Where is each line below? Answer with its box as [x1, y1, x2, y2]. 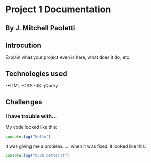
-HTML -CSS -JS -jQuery [5, 83, 58, 89]
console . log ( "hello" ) [5, 134, 51, 139]
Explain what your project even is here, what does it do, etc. [5, 54, 131, 60]
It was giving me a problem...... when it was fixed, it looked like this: [5, 143, 146, 149]
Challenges [5, 97, 42, 106]
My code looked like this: [5, 124, 57, 130]
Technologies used [5, 69, 67, 78]
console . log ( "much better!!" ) [5, 153, 70, 158]
